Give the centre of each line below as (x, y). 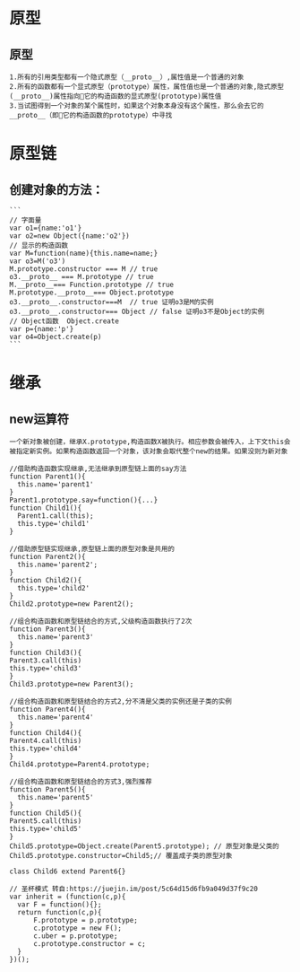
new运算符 (39, 419)
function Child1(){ (46, 508)
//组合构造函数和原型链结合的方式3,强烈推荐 (81, 782)
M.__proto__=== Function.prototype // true (92, 285)
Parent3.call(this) (46, 661)
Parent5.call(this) (46, 821)
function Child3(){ (46, 652)
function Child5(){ (46, 813)
